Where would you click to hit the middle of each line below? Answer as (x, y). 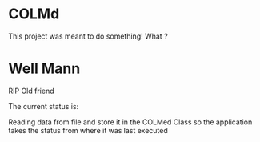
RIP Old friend (31, 91)
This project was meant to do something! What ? (88, 36)
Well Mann (44, 69)
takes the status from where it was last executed (88, 130)
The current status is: (44, 106)
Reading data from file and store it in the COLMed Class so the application (130, 122)
